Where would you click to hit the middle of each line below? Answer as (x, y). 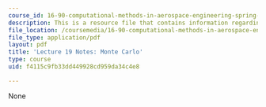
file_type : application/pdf (55, 37)
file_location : (33, 30)
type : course (30, 60)
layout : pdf (28, 45)
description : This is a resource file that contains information (118, 23)
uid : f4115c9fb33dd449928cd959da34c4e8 (74, 67)
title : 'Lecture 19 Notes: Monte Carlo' (76, 52)
